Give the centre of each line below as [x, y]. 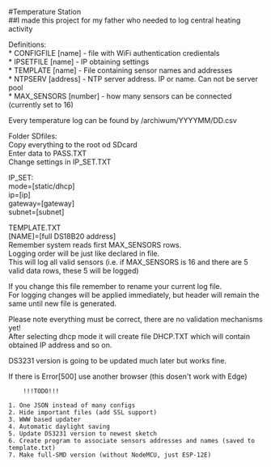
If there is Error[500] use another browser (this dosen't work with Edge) [128, 376]
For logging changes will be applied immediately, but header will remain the [134, 295]
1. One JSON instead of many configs [72, 405]
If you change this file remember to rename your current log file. [115, 286]
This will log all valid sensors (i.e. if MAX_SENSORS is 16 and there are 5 [128, 262]
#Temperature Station [45, 12]
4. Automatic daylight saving [59, 427]
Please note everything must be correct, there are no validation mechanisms [135, 319]
